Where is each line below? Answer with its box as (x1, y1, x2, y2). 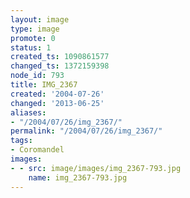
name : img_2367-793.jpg (28, 172, 128, 183)
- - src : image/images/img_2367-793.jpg (10, 163, 182, 173)
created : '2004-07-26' (10, 89, 105, 99)
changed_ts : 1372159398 (10, 61, 110, 71)
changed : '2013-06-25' (10, 98, 105, 108)
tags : (10, 136, 33, 146)
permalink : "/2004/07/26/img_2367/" (10, 126, 163, 136)
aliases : (10, 107, 47, 118)
